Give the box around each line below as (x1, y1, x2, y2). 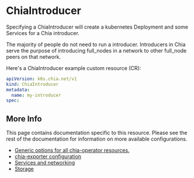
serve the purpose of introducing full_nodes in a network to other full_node (6, 47, 187, 54)
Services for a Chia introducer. (6, 29, 80, 36)
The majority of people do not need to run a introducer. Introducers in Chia (6, 41, 186, 48)
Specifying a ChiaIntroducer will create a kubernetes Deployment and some (6, 23, 189, 30)
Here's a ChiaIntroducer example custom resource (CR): (6, 64, 141, 71)
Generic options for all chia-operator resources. (14, 147, 130, 154)
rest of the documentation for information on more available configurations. (6, 135, 188, 142)
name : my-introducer (11, 92, 61, 98)
